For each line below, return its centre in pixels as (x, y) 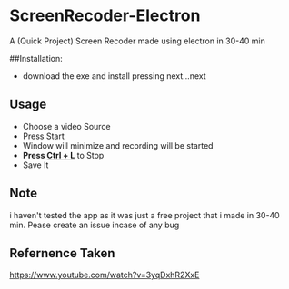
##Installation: (36, 58)
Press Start (44, 136)
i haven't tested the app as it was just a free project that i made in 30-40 (144, 215)
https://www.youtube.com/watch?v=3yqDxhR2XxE (105, 275)
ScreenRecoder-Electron (105, 16)
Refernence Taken (62, 253)
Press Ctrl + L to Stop (63, 155)
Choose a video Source (66, 126)
